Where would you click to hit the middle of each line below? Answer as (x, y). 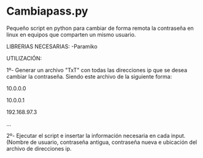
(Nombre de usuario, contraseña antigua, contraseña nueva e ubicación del (102, 142)
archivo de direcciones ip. (39, 148)
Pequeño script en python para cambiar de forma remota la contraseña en (100, 28)
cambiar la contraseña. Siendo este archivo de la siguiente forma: (89, 76)
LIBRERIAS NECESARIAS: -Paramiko (52, 46)
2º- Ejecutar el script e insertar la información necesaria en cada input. (96, 135)
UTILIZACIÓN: (24, 58)
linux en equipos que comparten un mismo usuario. (71, 34)
